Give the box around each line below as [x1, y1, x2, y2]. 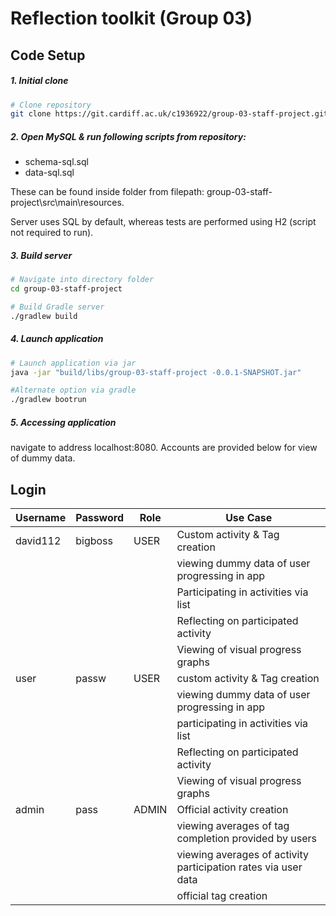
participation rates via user [176, 860, 303, 874]
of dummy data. [10, 452, 76, 464]
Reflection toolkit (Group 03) [10, 7, 253, 30]
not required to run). [10, 227, 94, 239]
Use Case [225, 510, 273, 524]
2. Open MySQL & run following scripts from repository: [10, 130, 247, 142]
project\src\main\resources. [10, 197, 125, 209]
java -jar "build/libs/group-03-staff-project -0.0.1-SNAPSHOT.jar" [10, 367, 302, 377]
